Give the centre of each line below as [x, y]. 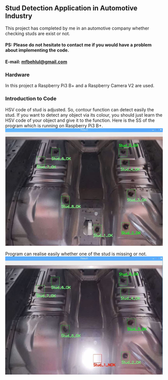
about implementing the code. [37, 50]
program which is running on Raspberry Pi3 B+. [54, 125]
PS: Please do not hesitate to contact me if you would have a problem [78, 45]
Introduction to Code [31, 99]
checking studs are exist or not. [38, 33]
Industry [19, 16]
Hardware [17, 75]
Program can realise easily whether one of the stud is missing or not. [76, 254]
